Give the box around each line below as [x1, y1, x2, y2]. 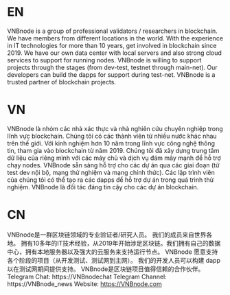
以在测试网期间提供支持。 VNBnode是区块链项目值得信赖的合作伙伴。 [7, 265, 205, 273]
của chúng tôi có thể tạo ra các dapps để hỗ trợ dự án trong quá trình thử [7, 176, 214, 184]
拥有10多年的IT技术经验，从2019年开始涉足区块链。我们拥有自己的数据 [20, 239, 221, 247]
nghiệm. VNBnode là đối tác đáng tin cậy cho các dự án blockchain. [7, 182, 199, 191]
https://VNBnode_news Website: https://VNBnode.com [7, 279, 163, 288]
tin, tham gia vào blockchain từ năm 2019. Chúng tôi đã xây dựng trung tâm [7, 146, 220, 154]
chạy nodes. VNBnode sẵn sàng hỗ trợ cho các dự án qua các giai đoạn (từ [7, 161, 220, 169]
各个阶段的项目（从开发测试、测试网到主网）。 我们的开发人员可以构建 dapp [7, 256, 221, 264]
